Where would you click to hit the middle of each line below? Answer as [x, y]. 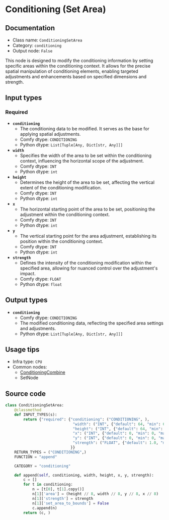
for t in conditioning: [48, 485]
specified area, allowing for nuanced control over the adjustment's [89, 268]
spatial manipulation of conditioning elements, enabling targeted [72, 71]
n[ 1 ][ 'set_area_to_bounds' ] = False [70, 503]
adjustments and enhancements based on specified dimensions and [76, 76]
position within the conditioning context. [62, 241]
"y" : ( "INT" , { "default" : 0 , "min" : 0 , [114, 438]
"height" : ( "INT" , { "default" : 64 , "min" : [118, 429]
